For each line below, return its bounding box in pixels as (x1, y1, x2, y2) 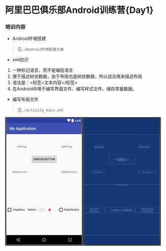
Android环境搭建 (12, 36, 46, 42)
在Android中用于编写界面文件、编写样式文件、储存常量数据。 (12, 86, 137, 92)
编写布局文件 (12, 96, 39, 102)
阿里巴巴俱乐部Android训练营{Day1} (5, 4, 154, 16)
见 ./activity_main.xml (17, 107, 64, 113)
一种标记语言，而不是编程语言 (12, 67, 73, 73)
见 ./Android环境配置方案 (17, 46, 64, 52)
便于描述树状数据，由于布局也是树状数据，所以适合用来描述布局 (12, 73, 142, 79)
